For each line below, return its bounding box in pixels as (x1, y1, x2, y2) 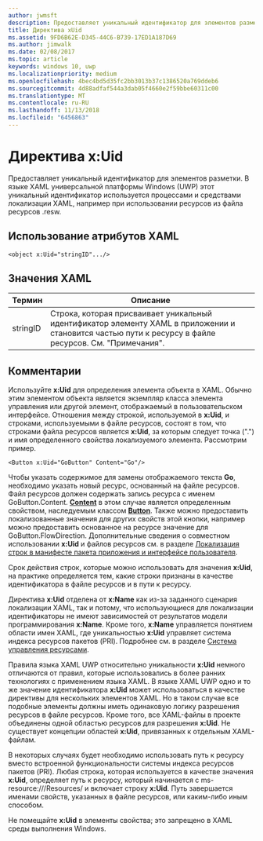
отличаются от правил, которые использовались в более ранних (8, 668, 225, 678)
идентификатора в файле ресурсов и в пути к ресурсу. (8, 580, 192, 589)
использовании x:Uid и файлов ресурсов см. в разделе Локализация (8, 539, 240, 549)
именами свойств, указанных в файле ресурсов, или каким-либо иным (8, 792, 248, 802)
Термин (12, 295, 43, 306)
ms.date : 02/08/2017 (8, 48, 76, 56)
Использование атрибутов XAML (8, 229, 179, 243)
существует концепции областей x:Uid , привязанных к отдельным (8, 727, 231, 737)
